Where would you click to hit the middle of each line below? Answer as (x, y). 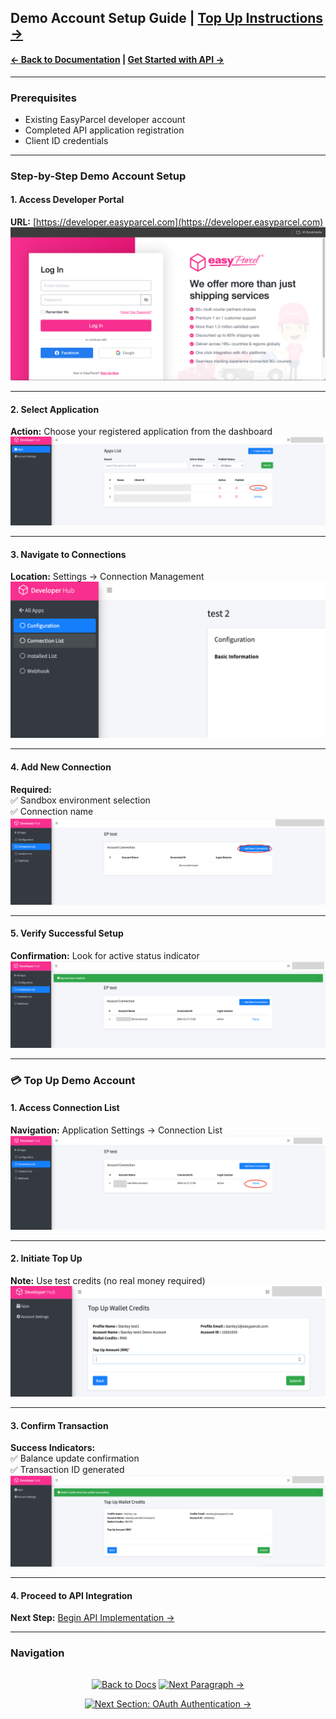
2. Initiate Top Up (46, 1258)
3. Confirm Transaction (59, 1425)
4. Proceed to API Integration (71, 1595)
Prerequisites (43, 98)
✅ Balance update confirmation (75, 1458)
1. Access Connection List (65, 1108)
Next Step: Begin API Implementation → (92, 1618)
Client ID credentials (66, 140)
